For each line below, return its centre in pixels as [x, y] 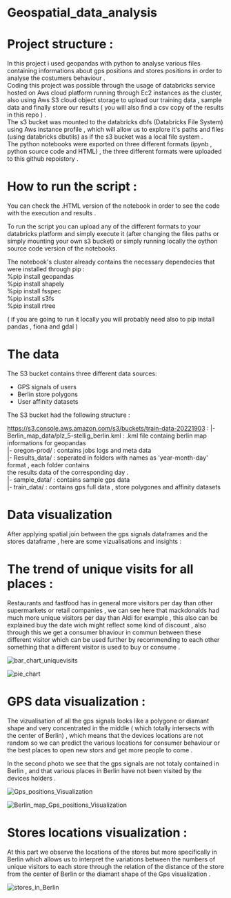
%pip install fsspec [34, 291]
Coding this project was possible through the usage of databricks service [111, 86]
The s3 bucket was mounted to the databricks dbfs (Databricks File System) [115, 122]
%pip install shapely [36, 284]
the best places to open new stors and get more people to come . [100, 750]
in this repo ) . [27, 115]
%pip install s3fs [31, 299]
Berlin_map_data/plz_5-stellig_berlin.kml [64, 436]
